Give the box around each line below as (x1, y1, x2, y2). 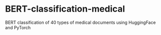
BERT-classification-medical (5, 3, 126, 15)
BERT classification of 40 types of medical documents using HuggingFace (5, 19, 156, 25)
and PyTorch (5, 24, 31, 30)
